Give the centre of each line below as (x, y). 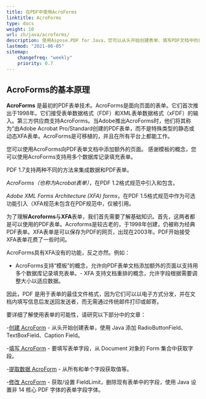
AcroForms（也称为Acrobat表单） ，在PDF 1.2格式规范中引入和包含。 (92, 183)
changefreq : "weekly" (45, 58)
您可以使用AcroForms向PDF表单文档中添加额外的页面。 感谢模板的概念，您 (101, 149)
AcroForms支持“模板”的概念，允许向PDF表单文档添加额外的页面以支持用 (106, 266)
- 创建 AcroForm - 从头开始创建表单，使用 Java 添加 (71, 328)
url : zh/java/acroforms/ (38, 35)
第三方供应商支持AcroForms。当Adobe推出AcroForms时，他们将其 (101, 121)
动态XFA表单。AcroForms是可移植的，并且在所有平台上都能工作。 (90, 136)
